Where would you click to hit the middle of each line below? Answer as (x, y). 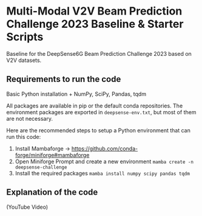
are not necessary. (30, 118)
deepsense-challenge (41, 167)
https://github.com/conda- (105, 148)
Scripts (25, 37)
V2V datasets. (24, 60)
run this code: (24, 137)
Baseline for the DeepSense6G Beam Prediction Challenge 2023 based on (99, 53)
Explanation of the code (52, 192)
